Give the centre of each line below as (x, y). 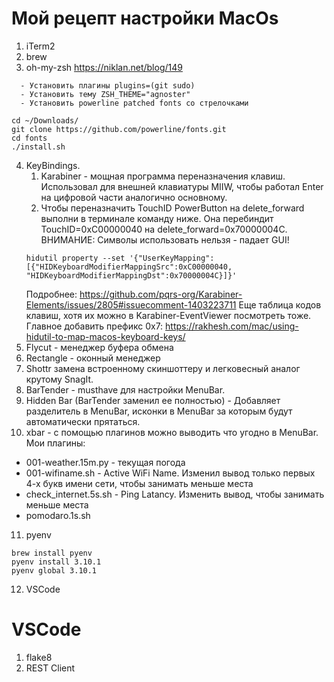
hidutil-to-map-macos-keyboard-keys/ (105, 336)
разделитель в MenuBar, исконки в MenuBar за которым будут (159, 411)
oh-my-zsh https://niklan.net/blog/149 (104, 67)
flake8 (39, 657)
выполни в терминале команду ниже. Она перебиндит (157, 218)
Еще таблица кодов (280, 304)
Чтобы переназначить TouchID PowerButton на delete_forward (172, 208)
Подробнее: (51, 294)
